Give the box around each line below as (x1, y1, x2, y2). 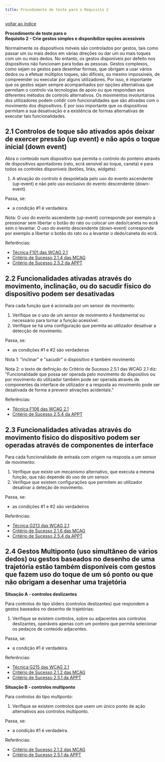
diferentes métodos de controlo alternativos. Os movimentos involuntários (5, 92, 155, 98)
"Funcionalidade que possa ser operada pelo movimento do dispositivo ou (5, 371, 156, 377)
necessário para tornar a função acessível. (12, 317, 99, 323)
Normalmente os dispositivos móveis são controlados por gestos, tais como (5, 45, 159, 51)
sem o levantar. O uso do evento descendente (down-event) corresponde (5, 225, 154, 231)
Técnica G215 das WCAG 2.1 (12, 664, 70, 670)
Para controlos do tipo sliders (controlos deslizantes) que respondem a (5, 601, 149, 606)
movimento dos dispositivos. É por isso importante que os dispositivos (5, 102, 148, 108)
